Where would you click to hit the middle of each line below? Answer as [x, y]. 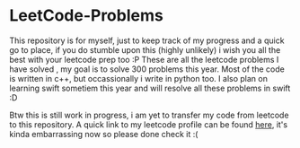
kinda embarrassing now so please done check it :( [104, 134]
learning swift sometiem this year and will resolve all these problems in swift [150, 88]
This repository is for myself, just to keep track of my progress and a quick [147, 40]
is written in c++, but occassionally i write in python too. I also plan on [138, 78]
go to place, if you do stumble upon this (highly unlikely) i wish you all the [145, 49]
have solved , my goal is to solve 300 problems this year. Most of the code [147, 69]
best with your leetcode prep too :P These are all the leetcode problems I [144, 59]
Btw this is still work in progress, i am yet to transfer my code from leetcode [149, 115]
